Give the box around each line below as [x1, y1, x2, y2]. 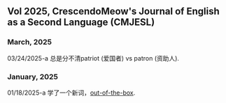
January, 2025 [7, 72, 58, 81]
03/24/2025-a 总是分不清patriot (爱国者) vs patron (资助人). [7, 54, 180, 62]
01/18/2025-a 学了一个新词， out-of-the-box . [7, 88, 136, 97]
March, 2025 [7, 38, 52, 47]
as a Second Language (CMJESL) [7, 17, 155, 29]
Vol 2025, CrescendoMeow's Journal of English [7, 6, 220, 17]
